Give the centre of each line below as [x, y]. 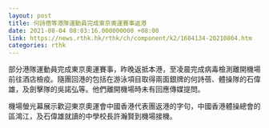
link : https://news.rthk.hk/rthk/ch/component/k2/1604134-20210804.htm [130, 38]
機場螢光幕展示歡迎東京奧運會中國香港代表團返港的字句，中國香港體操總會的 [134, 106]
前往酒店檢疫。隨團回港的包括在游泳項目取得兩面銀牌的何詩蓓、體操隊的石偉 [134, 79]
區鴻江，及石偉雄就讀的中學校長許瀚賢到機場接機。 [92, 116]
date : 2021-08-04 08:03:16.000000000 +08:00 [84, 30]
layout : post [30, 16]
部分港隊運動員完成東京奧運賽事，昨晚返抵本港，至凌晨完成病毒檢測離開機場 [134, 70]
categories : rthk [37, 46]
